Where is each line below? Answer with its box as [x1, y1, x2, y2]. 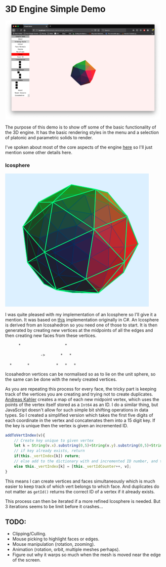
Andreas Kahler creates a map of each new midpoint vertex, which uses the [5, 396, 160, 402]
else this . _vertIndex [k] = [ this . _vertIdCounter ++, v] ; [14, 464, 132, 469]
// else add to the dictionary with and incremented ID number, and [14, 459, 158, 464]
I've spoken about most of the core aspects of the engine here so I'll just [5, 144, 153, 150]
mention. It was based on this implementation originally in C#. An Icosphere [5, 317, 159, 323]
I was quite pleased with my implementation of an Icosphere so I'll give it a [5, 311, 157, 317]
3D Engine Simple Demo [5, 3, 106, 15]
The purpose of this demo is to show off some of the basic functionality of [5, 124, 157, 130]
